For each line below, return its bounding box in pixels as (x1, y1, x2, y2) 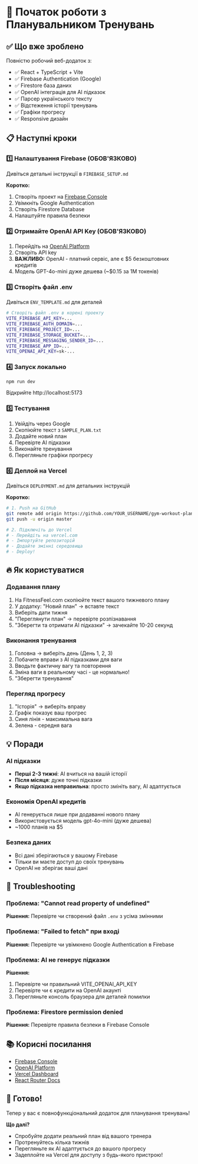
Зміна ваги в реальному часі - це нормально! (14, 668, 130, 676)
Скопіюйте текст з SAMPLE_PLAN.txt (14, 426, 102, 434)
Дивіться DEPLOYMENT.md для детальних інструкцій (6, 482, 130, 490)
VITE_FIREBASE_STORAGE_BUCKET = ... (6, 332, 91, 338)
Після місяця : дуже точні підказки (14, 777, 102, 784)
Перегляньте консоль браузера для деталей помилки (14, 993, 150, 1000)
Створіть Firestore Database (14, 205, 85, 212)
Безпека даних (6, 838, 51, 846)
